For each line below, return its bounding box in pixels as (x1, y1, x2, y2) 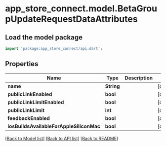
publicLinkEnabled (7, 91, 52, 98)
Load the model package (5, 33, 83, 41)
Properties (5, 60, 39, 68)
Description (124, 74, 153, 81)
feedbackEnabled (7, 114, 50, 121)
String (105, 82, 120, 89)
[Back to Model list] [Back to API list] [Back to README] (5, 135, 119, 141)
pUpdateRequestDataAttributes (5, 13, 138, 25)
